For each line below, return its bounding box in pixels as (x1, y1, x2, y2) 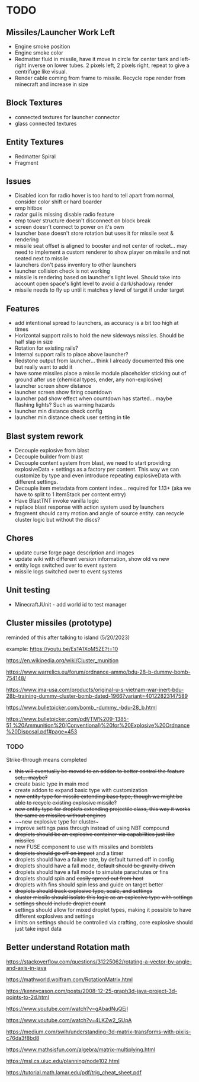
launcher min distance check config (14, 407, 102, 415)
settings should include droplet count (14, 899, 106, 907)
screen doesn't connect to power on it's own (14, 224, 124, 231)
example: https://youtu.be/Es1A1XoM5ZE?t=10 (6, 645, 118, 652)
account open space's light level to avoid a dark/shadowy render (14, 280, 174, 288)
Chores (6, 533, 34, 543)
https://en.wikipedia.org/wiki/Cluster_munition (6, 656, 119, 664)
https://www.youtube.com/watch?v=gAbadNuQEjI (6, 1005, 129, 1012)
